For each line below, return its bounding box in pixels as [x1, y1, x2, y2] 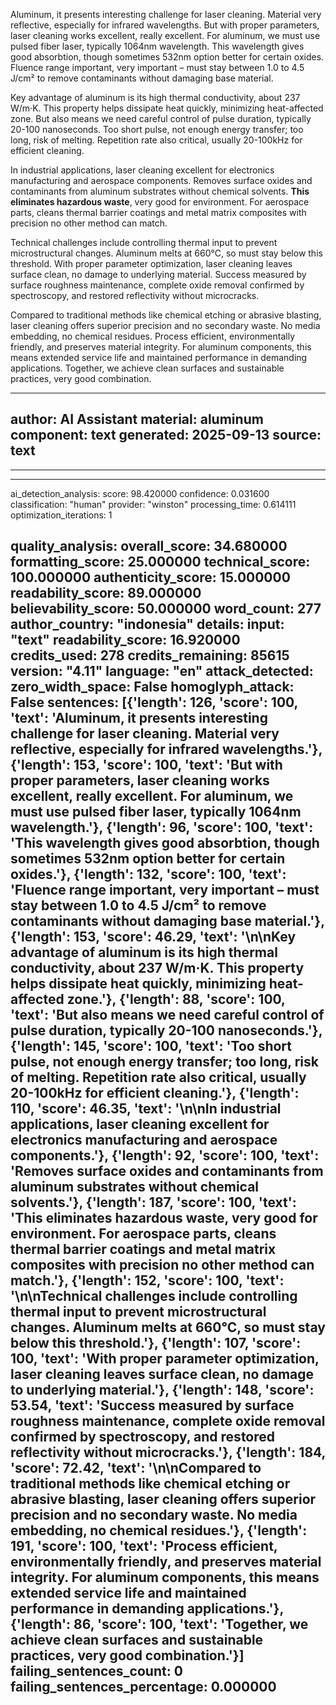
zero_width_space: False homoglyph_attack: [10, 679, 295, 696]
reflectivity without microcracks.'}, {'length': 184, [10, 1444, 326, 1461]
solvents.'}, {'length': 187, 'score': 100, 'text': [10, 1194, 297, 1211]
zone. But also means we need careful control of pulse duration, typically [10, 113, 312, 124]
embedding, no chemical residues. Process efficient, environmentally [10, 330, 296, 342]
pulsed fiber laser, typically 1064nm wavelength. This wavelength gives [10, 40, 305, 52]
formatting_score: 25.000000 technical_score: [10, 554, 311, 571]
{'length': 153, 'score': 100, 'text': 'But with [10, 757, 283, 774]
